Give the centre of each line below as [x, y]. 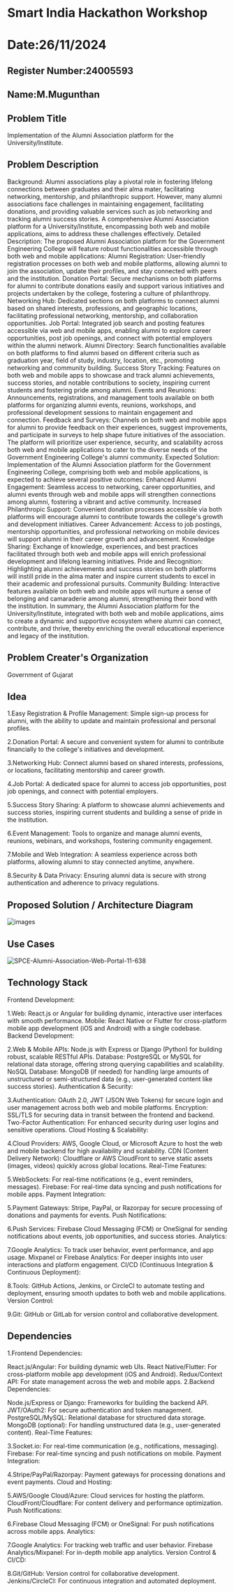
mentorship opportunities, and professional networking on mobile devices [114, 531]
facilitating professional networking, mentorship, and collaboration [103, 315]
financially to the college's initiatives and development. [86, 749]
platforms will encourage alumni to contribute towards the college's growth [115, 516]
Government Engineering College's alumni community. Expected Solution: [114, 457]
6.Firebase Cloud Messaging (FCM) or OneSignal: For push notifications [111, 1524]
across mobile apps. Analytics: [51, 1531]
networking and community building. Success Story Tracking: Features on [114, 368]
